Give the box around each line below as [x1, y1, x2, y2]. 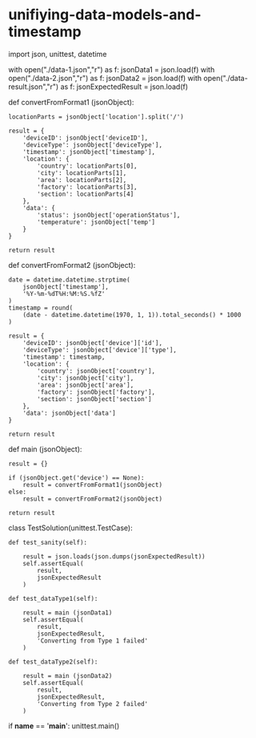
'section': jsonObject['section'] [37, 395, 152, 403]
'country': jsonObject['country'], [37, 367, 156, 375]
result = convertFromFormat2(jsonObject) [22, 495, 162, 503]
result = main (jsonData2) [22, 671, 113, 679]
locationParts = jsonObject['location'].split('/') [8, 112, 184, 121]
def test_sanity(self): [8, 538, 88, 546]
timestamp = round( [8, 303, 74, 312]
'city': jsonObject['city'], [37, 374, 134, 382]
